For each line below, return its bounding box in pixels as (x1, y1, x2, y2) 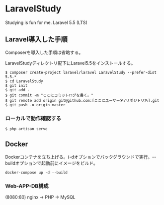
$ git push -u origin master (5, 102, 66, 107)
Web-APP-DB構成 (5, 183, 49, 190)
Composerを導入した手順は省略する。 (5, 49, 83, 55)
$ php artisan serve (5, 127, 48, 132)
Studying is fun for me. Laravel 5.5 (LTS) (5, 19, 88, 25)
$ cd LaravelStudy (5, 78, 43, 84)
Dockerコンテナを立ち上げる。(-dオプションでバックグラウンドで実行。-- (5, 154, 157, 160)
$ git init (5, 83, 28, 88)
